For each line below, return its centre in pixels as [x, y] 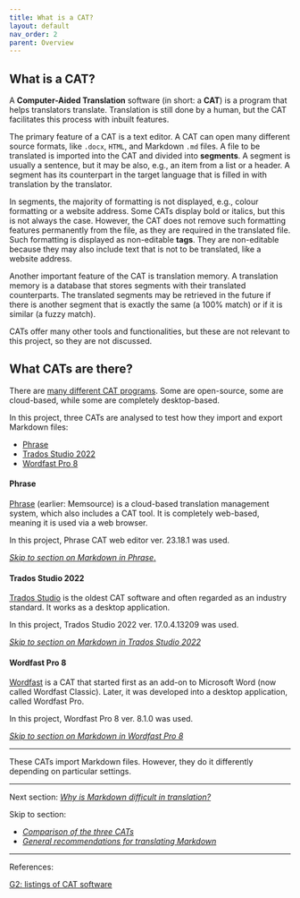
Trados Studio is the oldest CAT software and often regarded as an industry [148, 598]
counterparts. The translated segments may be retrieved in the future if [140, 295]
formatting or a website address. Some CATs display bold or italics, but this [147, 211]
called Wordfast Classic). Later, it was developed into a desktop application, [149, 692]
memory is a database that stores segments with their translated [128, 286]
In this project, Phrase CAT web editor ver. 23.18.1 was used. [120, 540]
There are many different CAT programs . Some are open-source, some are [146, 390]
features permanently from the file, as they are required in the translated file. [150, 230]
